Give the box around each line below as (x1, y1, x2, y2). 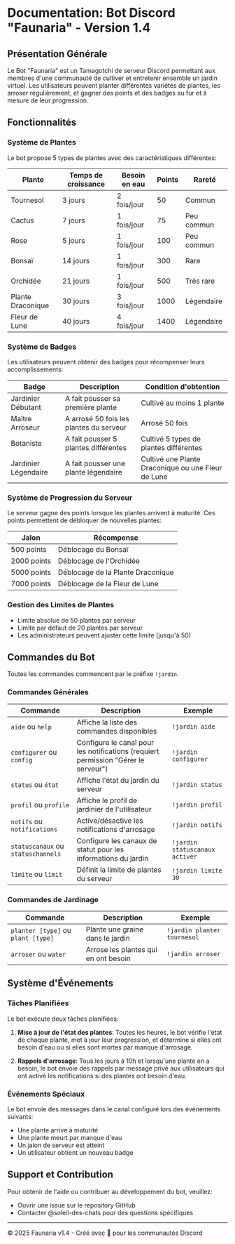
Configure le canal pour (76, 737, 155, 747)
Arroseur (10, 423, 40, 432)
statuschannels (10, 849, 62, 858)
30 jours (62, 296, 90, 306)
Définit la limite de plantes (76, 865, 162, 875)
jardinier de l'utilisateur (76, 804, 152, 814)
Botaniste (10, 438, 42, 448)
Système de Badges (7, 342, 77, 352)
